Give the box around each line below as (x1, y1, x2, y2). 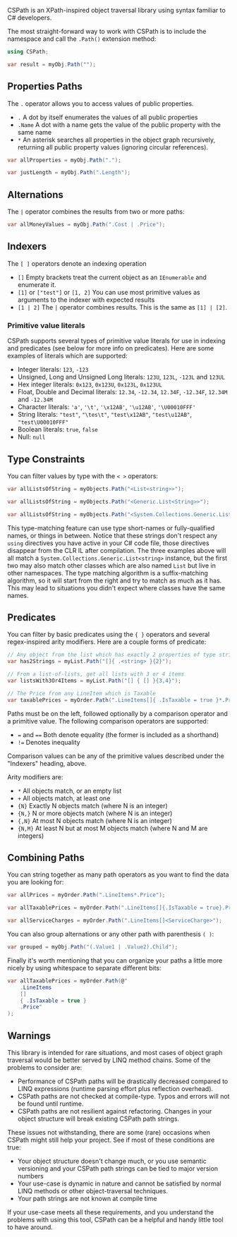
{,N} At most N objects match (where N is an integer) (17, 816, 173, 824)
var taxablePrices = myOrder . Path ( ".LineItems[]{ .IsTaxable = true (7, 696, 213, 704)
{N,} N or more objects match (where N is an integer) (17, 809, 173, 817)
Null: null (17, 433, 46, 441)
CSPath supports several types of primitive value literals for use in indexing (7, 336, 226, 345)
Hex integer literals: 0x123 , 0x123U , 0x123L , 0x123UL (17, 380, 162, 389)
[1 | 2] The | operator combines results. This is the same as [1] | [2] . (17, 303, 228, 311)
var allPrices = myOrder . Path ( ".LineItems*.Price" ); (7, 891, 166, 898)
